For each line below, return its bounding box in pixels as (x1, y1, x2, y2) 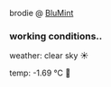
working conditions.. (9, 30, 103, 42)
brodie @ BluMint (9, 8, 74, 18)
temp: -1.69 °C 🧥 (9, 67, 71, 79)
